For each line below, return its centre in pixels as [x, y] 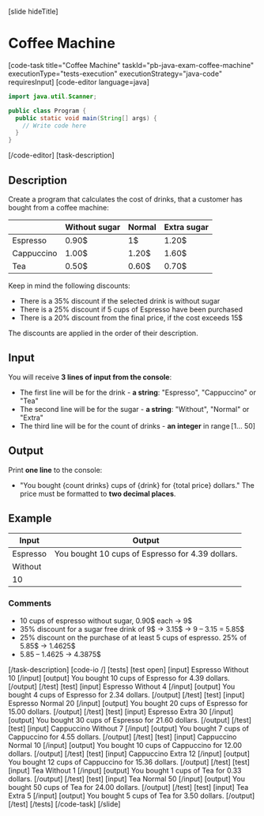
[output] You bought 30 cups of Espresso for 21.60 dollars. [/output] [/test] [130, 720]
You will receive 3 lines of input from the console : [90, 377]
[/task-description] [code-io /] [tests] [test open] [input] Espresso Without [128, 669]
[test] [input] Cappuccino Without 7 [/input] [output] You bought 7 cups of [128, 728]
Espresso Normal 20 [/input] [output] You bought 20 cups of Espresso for [128, 703]
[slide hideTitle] [33, 11]
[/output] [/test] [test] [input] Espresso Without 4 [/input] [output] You [122, 686]
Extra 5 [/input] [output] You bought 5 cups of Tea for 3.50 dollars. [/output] [132, 795]
